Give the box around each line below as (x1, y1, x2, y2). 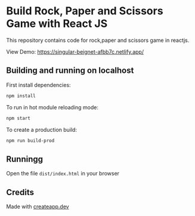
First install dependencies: (6, 81, 71, 88)
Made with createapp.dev (6, 203, 70, 210)
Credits (6, 187, 35, 198)
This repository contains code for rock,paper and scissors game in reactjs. (6, 36, 190, 44)
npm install (6, 92, 36, 99)
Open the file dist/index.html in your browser (6, 170, 120, 177)
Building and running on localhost (6, 66, 134, 76)
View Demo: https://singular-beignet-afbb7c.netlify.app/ (6, 48, 144, 55)
